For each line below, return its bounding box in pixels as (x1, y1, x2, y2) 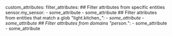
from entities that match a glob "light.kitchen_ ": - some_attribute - (5, 15, 145, 20)
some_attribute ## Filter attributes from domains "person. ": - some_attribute (5, 20, 167, 26)
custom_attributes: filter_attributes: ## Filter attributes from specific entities (5, 4, 165, 10)
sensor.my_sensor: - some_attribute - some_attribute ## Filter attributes (5, 9, 157, 15)
